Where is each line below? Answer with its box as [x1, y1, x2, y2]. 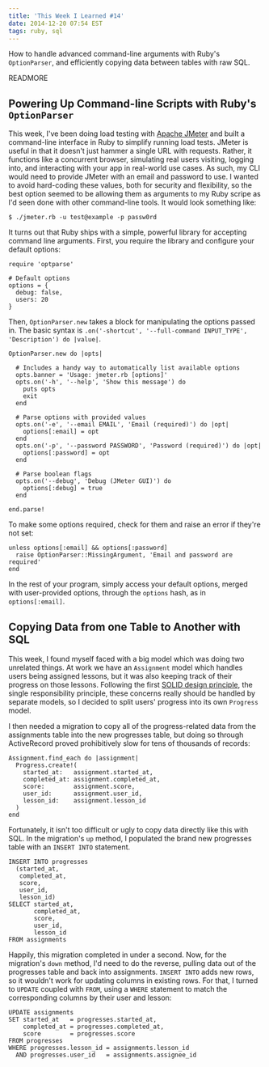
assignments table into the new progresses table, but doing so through [8, 730, 244, 739]
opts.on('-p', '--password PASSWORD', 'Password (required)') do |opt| [15, 442, 263, 450]
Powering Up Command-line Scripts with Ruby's [8, 96, 257, 110]
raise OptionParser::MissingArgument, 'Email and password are [15, 551, 233, 559]
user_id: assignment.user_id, [23, 790, 143, 798]
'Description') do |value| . [8, 334, 102, 344]
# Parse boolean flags [15, 470, 92, 478]
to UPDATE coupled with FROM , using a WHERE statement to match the [8, 984, 228, 993]
